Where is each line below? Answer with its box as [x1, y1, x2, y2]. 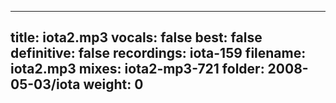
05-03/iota [10, 76, 81, 93]
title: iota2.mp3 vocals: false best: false [10, 29, 263, 46]
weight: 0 [83, 76, 144, 93]
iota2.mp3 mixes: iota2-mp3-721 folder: [10, 61, 265, 78]
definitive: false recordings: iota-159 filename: [10, 45, 307, 62]
